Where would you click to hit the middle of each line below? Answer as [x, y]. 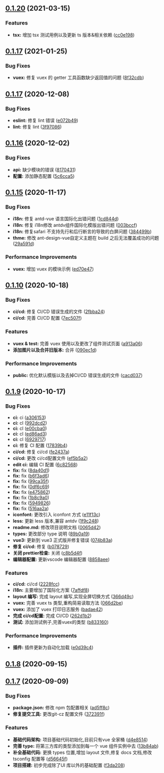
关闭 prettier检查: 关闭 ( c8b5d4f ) [48, 553]
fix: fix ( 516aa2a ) [31, 508]
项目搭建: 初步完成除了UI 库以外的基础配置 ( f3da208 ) [69, 765]
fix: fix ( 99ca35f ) [31, 481]
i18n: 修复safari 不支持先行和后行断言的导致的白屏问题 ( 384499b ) [82, 232]
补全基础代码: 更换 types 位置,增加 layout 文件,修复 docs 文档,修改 [82, 752]
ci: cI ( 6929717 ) [29, 439]
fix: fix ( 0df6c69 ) [31, 487]
